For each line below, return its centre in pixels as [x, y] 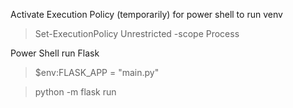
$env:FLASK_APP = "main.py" [97, 72]
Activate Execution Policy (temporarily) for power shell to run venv [146, 14]
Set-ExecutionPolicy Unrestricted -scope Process [137, 33]
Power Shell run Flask [55, 53]
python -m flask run [75, 92]
